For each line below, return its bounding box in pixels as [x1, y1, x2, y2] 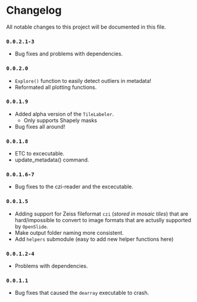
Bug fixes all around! [14, 123, 65, 130]
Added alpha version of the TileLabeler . [14, 110, 114, 117]
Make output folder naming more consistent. [14, 229, 124, 236]
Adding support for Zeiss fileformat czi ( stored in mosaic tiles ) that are [14, 210, 189, 217]
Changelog [6, 4, 62, 17]
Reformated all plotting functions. [14, 83, 97, 91]
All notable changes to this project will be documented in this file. [6, 23, 167, 30]
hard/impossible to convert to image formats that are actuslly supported [14, 216, 192, 223]
